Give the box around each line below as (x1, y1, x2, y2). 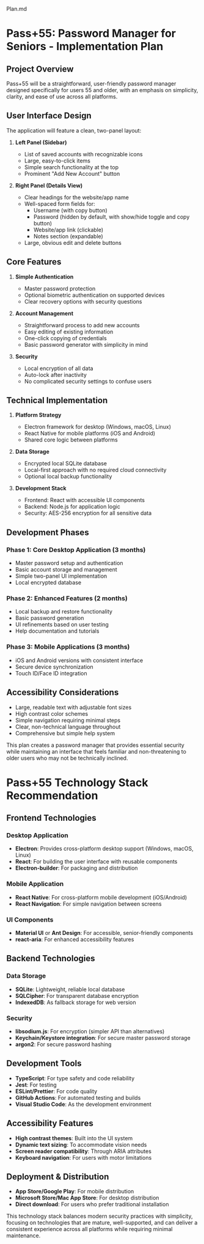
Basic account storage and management (15, 566, 117, 573)
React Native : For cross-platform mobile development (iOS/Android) (15, 893, 188, 901)
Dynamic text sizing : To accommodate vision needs (15, 1141, 147, 1148)
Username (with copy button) (33, 206, 108, 214)
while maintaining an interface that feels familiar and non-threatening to (6, 747, 186, 755)
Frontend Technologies (6, 813, 97, 823)
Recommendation (6, 788, 98, 802)
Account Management (15, 310, 74, 317)
